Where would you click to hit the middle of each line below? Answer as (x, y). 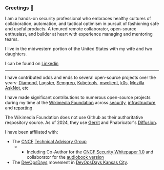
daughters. (16, 54)
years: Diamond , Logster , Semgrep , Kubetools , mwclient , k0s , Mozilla (75, 83)
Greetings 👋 (19, 8)
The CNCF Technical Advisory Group (49, 142)
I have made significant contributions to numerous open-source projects (78, 97)
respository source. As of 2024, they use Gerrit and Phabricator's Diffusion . (81, 122)
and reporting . (20, 108)
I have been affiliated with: (31, 132)
